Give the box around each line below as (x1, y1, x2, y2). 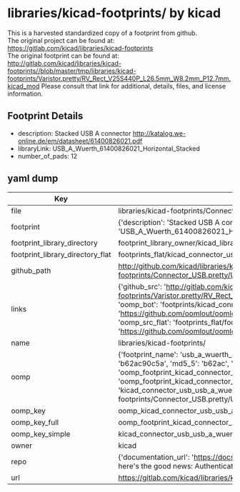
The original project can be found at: (7, 36, 115, 44)
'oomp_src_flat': (117, 317, 171, 327)
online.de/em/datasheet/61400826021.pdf (17, 136, 143, 145)
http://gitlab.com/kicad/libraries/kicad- (7, 59, 121, 67)
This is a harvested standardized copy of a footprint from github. (7, 29, 198, 37)
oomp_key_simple (11, 428, 71, 438)
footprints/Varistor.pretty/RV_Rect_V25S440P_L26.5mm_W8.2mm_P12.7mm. (7, 74, 231, 83)
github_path (11, 266, 51, 276)
